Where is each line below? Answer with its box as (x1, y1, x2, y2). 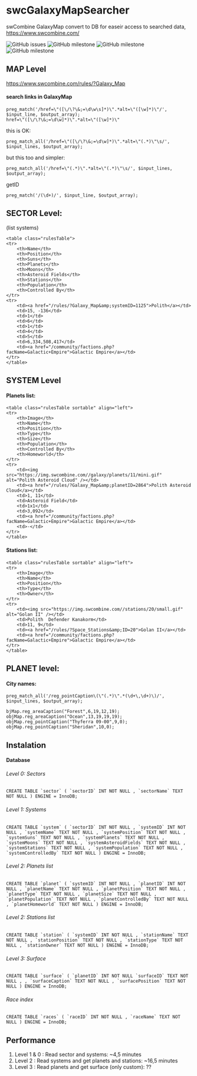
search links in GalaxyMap (6, 93, 73, 100)
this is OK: (6, 127, 31, 134)
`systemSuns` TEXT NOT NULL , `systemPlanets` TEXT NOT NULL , (6, 835, 165, 840)
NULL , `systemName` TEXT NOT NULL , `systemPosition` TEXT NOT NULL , (6, 829, 186, 835)
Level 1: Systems (6, 806, 47, 813)
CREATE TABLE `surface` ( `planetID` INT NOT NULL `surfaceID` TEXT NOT (6, 973, 189, 979)
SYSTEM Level (6, 375, 61, 385)
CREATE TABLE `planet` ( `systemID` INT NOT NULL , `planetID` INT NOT (6, 881, 186, 887)
